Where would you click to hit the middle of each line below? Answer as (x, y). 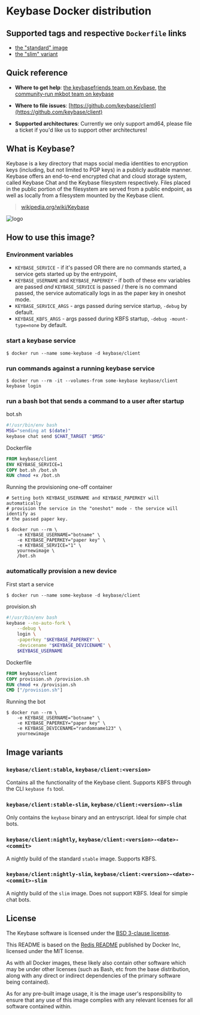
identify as (21, 514)
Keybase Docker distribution (79, 11)
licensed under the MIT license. (45, 951)
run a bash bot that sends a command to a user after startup (95, 401)
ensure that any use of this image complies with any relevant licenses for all (100, 1000)
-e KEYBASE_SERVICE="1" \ (49, 545)
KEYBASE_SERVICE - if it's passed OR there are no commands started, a (101, 268)
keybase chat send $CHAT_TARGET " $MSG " (56, 436)
